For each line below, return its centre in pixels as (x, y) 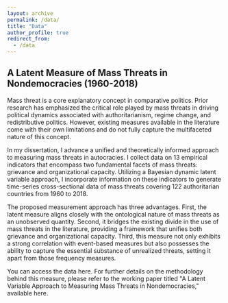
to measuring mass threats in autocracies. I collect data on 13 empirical (107, 157)
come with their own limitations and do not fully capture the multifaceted (110, 129)
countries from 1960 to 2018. (48, 193)
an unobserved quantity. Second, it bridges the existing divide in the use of (113, 221)
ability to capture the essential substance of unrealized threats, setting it (109, 250)
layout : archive (30, 13)
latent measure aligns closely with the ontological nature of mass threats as (114, 214)
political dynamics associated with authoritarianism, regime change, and (109, 114)
